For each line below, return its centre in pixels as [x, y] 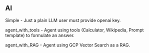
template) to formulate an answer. [40, 35]
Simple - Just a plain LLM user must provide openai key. [63, 20]
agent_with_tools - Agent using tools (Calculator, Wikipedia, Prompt [74, 30]
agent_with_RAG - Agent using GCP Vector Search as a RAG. [68, 45]
